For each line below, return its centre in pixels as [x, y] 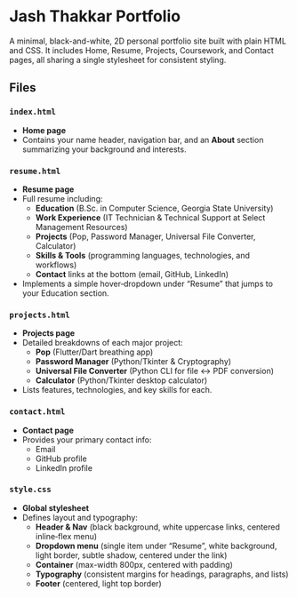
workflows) [56, 265]
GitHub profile [61, 458]
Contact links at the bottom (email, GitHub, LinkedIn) [132, 274]
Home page [44, 130]
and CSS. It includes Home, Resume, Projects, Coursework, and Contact [141, 50]
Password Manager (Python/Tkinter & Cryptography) [133, 362]
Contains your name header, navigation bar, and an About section [143, 140]
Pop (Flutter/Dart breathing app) [94, 352]
